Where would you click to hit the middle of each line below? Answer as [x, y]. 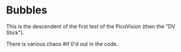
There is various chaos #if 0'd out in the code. [62, 44]
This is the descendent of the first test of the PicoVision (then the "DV [91, 26]
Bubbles [27, 10]
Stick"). [15, 32]
